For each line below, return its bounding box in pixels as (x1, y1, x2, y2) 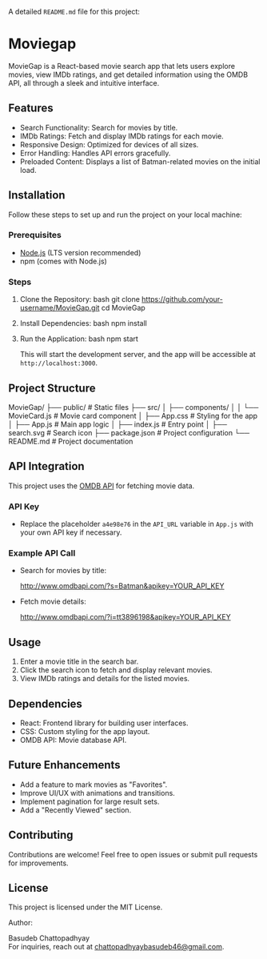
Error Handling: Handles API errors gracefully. (19, 148, 171, 158)
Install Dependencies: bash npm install (19, 319, 148, 328)
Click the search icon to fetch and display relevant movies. (19, 665, 213, 675)
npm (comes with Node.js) (19, 256, 108, 266)
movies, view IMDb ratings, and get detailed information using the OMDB (8, 70, 249, 79)
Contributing (8, 829, 74, 842)
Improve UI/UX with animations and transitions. (19, 788, 176, 797)
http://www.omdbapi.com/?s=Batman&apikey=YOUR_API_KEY (19, 581, 225, 591)
